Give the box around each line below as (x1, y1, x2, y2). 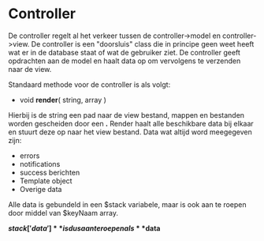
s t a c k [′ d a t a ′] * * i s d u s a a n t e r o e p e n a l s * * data (8, 223, 161, 233)
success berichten (19, 168, 80, 177)
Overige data (19, 184, 62, 194)
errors (19, 151, 40, 160)
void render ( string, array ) (19, 95, 106, 104)
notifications (19, 159, 61, 168)
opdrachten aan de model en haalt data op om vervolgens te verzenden (8, 56, 241, 66)
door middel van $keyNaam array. (8, 208, 118, 217)
